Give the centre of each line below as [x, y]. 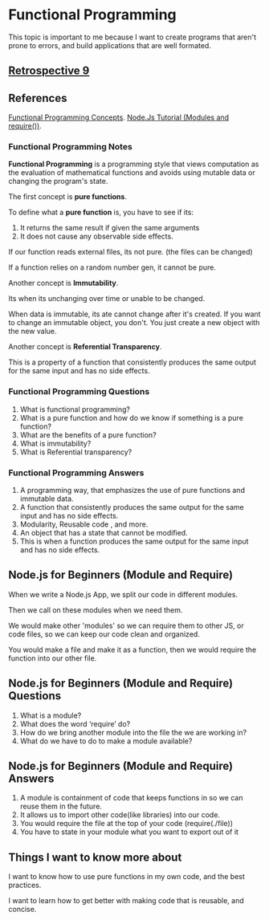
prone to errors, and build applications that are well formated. [110, 45]
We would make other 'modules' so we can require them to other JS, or [126, 625]
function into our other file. [53, 658]
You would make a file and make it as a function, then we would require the [132, 649]
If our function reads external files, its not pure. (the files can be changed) [130, 252]
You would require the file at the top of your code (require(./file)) [126, 824]
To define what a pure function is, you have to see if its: [101, 212]
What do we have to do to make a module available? [106, 741]
